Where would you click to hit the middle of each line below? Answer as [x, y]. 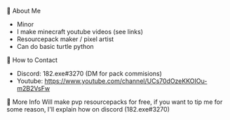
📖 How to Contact [32, 60]
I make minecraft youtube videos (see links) [80, 32]
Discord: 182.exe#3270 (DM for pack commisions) [89, 74]
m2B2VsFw [33, 88]
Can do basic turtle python [55, 46]
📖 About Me [24, 11]
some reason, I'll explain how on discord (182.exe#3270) [88, 109]
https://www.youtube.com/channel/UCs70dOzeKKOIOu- [126, 81]
